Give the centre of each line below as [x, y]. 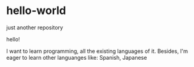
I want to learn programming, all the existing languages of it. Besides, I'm [97, 51]
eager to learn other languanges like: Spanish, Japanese [77, 57]
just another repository [35, 27]
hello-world [36, 11]
